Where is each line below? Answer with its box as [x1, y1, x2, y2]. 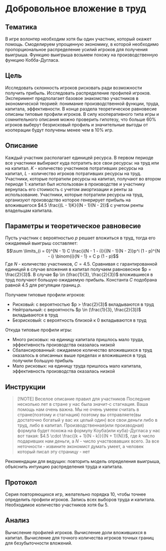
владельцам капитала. [5, 207, 53, 213]
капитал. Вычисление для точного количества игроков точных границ [5, 535, 154, 541]
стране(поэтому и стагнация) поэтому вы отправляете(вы [17, 412, 141, 418]
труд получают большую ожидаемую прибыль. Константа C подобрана [5, 277, 157, 283]
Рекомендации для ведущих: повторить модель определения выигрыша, [5, 459, 161, 464]
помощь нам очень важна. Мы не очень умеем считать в [17, 406, 140, 413]
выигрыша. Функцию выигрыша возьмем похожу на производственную [5, 52, 159, 58]
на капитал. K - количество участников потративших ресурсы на [5, 165, 144, 171]
